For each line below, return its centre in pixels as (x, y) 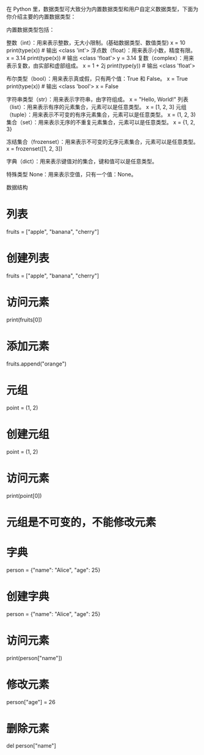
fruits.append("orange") (37, 364)
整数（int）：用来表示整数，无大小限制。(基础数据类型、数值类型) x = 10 (96, 43)
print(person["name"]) (35, 658)
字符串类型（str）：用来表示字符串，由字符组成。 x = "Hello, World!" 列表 (97, 99)
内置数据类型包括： (31, 30)
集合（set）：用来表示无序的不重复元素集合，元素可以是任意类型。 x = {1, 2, (101, 122)
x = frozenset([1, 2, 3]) (35, 148)
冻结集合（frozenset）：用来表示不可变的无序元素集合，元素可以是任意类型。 (103, 142)
